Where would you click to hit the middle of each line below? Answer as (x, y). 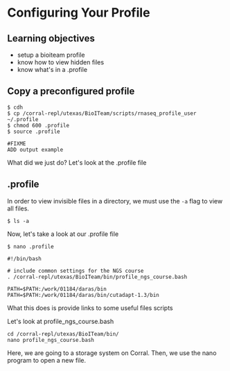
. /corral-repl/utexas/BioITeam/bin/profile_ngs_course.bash (97, 277)
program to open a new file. (47, 360)
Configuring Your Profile (79, 13)
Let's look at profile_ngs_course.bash (61, 321)
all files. (18, 208)
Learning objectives (51, 38)
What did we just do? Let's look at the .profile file (77, 162)
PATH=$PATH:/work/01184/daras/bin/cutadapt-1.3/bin (83, 295)
